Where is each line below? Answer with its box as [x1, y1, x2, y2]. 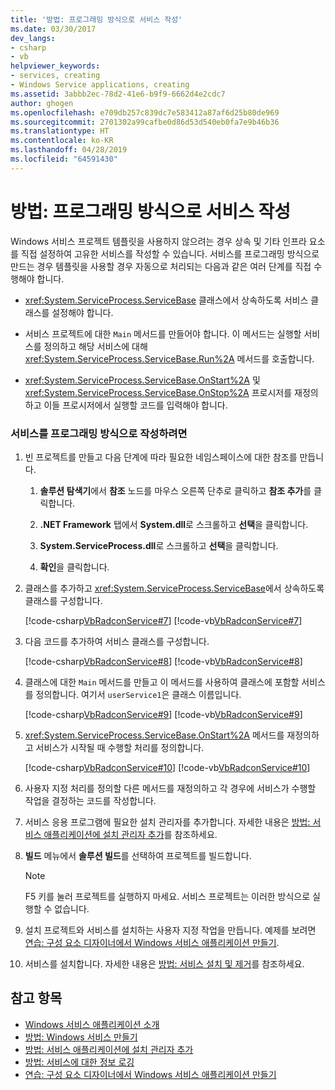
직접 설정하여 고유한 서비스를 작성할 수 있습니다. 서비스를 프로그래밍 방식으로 [20, 247, 320, 260]
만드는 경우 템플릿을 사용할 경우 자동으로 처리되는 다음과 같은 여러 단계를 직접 [10, 260, 312, 272]
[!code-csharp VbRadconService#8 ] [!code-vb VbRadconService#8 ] [24, 655, 303, 667]
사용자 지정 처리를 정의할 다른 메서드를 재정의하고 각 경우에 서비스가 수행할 [24, 782, 317, 794]
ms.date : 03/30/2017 [10, 24, 97, 34]
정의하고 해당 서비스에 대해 [43, 340, 148, 352]
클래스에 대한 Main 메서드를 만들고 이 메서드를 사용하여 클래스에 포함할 [24, 676, 300, 688]
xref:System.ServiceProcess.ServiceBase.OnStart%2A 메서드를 [24, 729, 285, 741]
